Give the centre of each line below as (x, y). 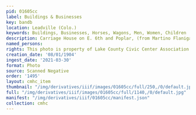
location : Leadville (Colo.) (41, 28)
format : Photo (23, 65)
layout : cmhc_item (28, 82)
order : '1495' (23, 76)
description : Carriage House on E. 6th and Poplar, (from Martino (88, 38)
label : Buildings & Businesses (44, 17)
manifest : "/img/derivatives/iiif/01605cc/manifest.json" (78, 98)
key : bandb (19, 22)
